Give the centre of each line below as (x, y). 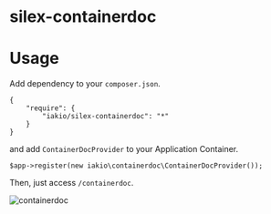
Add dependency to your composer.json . (85, 84)
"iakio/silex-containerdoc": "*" (106, 117)
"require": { (51, 108)
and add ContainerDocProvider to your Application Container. (124, 149)
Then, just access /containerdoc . (72, 183)
